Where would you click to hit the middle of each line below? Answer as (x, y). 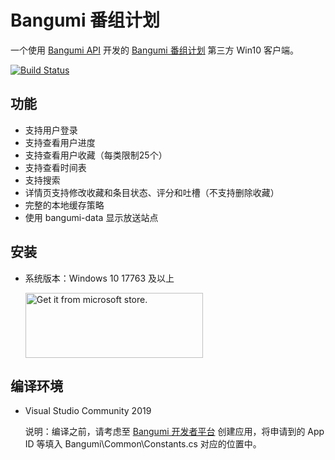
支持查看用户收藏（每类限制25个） (96, 155)
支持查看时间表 (55, 167)
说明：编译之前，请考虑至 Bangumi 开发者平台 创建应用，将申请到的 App (174, 432)
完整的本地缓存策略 (64, 205)
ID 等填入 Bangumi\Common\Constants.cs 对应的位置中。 (143, 444)
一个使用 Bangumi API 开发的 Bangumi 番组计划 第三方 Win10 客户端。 (154, 50)
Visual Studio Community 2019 (88, 411)
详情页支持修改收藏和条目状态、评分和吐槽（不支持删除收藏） (152, 192)
